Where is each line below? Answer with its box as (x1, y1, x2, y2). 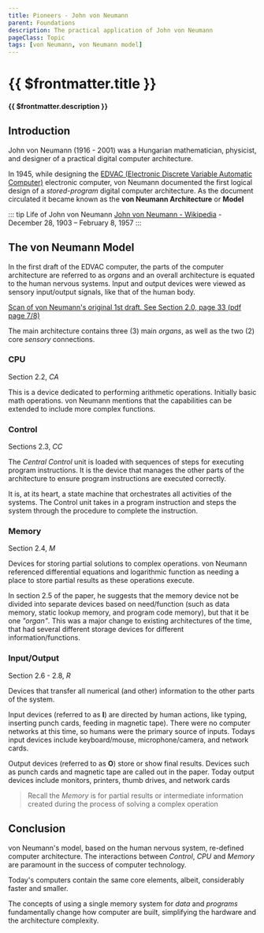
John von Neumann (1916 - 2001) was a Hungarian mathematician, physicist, (8, 145, 257, 155)
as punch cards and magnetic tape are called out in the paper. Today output (8, 767, 255, 777)
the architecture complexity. (8, 916, 99, 925)
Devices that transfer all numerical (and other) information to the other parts (8, 686, 255, 695)
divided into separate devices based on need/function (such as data (8, 600, 230, 609)
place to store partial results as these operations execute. (8, 576, 195, 585)
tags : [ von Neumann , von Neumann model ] (8, 41, 143, 49)
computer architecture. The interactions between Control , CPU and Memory (8, 851, 255, 861)
